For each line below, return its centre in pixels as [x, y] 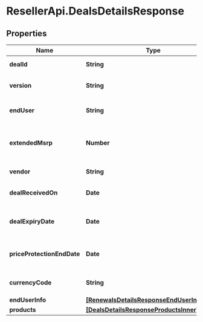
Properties [27, 34]
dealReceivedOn [34, 193]
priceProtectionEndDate [45, 254]
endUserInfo [28, 300]
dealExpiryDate [32, 221]
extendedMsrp [31, 143]
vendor [20, 172]
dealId [18, 64]
